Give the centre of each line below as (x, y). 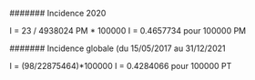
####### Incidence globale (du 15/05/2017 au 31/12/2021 (117, 48)
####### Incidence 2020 (58, 13)
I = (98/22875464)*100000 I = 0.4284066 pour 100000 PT (121, 66)
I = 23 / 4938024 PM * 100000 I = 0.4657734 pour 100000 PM (128, 30)
